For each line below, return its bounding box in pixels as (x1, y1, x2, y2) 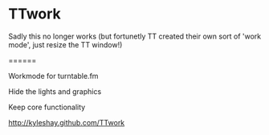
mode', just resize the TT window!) (8, 39, 123, 49)
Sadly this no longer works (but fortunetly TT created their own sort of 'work (8, 31, 262, 41)
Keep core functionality (8, 102, 86, 112)
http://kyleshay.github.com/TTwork (8, 117, 125, 127)
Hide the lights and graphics (8, 86, 102, 96)
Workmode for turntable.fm (8, 71, 99, 80)
